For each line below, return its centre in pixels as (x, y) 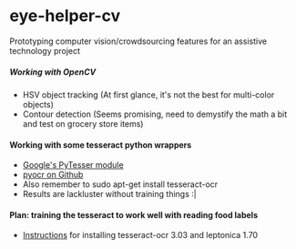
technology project (45, 50)
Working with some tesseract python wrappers (101, 145)
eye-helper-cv (65, 16)
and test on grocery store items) (83, 123)
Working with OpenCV (53, 72)
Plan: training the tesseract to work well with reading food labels (133, 214)
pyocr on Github (53, 175)
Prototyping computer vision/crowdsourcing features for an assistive (138, 41)
